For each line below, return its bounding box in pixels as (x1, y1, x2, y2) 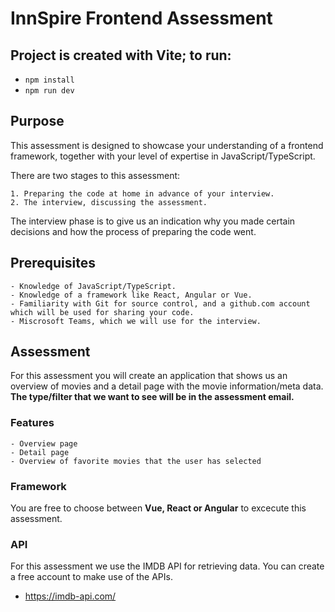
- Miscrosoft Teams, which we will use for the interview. (10, 316, 262, 326)
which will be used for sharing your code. (10, 307, 195, 317)
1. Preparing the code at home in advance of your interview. (10, 188, 275, 199)
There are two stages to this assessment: (10, 169, 181, 181)
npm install (24, 75, 75, 85)
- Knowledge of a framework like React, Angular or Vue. (10, 290, 253, 300)
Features (10, 416, 55, 430)
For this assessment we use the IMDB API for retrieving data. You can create (10, 560, 325, 572)
